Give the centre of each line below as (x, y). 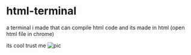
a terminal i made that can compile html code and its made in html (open (95, 27)
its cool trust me (26, 45)
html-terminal (41, 11)
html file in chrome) (30, 33)
